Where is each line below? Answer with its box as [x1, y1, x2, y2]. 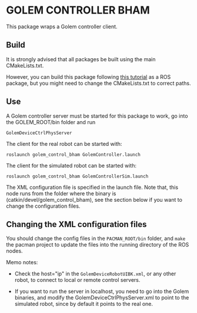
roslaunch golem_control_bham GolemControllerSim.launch [6, 173, 149, 179]
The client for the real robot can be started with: [6, 140, 122, 147]
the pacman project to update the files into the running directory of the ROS [6, 241, 189, 248]
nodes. [6, 248, 23, 255]
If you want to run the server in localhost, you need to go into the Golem [14, 288, 189, 295]
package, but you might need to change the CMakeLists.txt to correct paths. [6, 79, 191, 86]
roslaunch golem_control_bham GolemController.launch [6, 151, 141, 158]
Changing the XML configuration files [6, 219, 147, 229]
